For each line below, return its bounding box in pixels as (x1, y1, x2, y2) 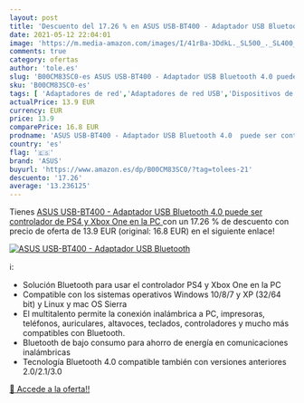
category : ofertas (9, 55, 79, 64)
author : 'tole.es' (9, 64, 79, 73)
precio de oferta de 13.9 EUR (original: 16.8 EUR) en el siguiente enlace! (9, 225, 275, 236)
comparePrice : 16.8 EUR (9, 123, 100, 132)
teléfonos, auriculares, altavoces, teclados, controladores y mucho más (22, 318, 290, 329)
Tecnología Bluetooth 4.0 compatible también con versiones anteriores (22, 357, 287, 368)
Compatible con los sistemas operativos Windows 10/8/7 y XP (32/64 (22, 289, 282, 300)
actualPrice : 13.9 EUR (9, 97, 95, 107)
